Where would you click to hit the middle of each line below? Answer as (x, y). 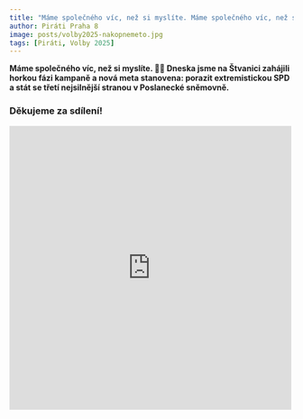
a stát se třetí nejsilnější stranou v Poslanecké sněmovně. (119, 87)
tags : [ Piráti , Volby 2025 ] (62, 43)
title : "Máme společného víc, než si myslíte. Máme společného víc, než (149, 18)
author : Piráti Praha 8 (54, 26)
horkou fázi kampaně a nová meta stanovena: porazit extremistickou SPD (150, 78)
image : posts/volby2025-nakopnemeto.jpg (87, 34)
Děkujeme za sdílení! (56, 111)
